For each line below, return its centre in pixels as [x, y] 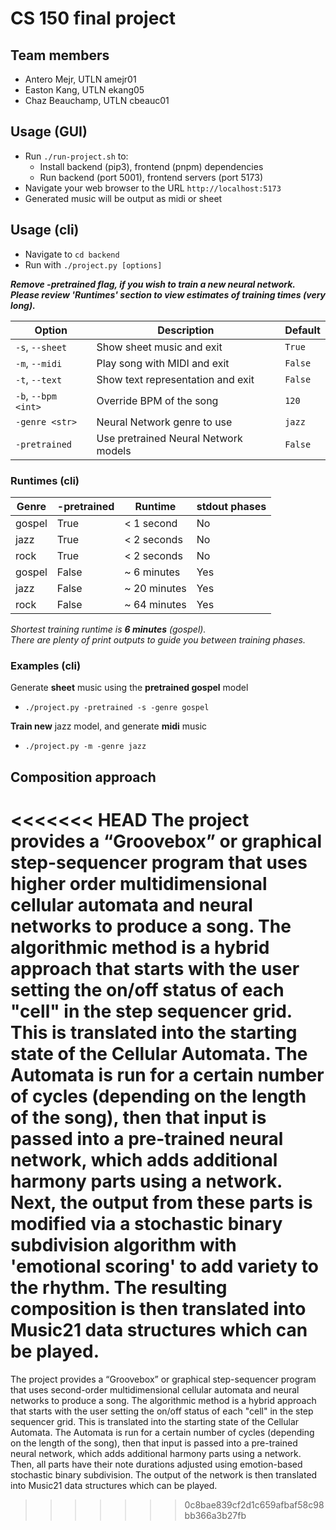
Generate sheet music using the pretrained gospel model [129, 688]
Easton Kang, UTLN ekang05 [84, 90]
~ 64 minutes [155, 604]
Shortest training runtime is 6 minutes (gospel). [108, 629]
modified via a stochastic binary [146, 1223]
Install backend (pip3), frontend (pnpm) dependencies [151, 166]
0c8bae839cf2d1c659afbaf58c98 [254, 1504]
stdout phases [231, 506]
